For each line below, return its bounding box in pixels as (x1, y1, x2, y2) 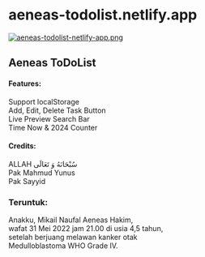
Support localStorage (8, 96, 79, 106)
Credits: (8, 141, 36, 151)
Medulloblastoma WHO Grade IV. (8, 241, 119, 251)
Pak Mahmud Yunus (8, 168, 75, 178)
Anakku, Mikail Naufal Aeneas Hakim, (8, 215, 134, 225)
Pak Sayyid (8, 176, 46, 186)
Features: (8, 79, 42, 88)
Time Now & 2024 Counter (8, 122, 98, 132)
